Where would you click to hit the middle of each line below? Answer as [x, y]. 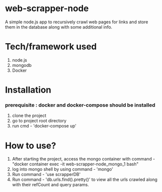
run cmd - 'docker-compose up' [44, 126]
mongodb [22, 65]
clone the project [29, 116]
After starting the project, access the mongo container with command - [83, 159]
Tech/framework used [51, 47]
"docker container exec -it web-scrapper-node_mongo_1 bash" [75, 164]
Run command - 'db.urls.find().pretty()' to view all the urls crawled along [85, 179]
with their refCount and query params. [50, 185]
